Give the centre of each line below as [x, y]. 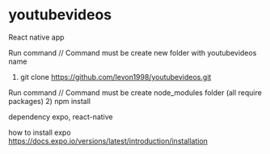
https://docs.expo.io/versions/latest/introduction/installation [108, 141]
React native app [36, 37]
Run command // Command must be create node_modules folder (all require [135, 92]
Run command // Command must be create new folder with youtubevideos [133, 52]
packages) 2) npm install [50, 101]
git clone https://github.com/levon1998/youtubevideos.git [116, 77]
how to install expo [40, 132]
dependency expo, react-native [61, 117]
